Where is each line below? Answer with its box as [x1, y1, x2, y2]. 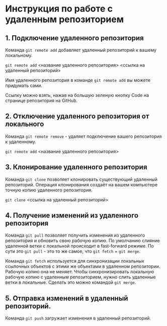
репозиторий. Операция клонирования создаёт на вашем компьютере [5, 181, 157, 187]
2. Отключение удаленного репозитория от [5, 112, 149, 121]
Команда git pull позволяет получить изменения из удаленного [5, 232, 145, 239]
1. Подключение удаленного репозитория [5, 34, 144, 42]
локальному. [5, 52, 33, 58]
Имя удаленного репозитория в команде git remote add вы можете [5, 77, 151, 83]
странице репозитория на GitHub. [5, 97, 78, 103]
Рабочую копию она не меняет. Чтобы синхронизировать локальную [5, 269, 154, 275]
